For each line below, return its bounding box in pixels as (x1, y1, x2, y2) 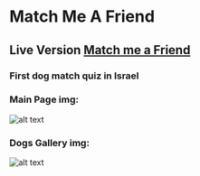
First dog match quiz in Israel (9, 69, 139, 82)
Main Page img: (9, 93, 80, 106)
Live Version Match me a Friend (9, 42, 191, 58)
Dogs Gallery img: (9, 136, 90, 149)
